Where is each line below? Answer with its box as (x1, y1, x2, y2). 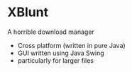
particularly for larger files (17, 56, 94, 64)
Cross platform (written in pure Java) (17, 41, 126, 49)
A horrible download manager (7, 28, 94, 36)
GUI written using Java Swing (17, 49, 104, 57)
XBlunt (7, 4, 48, 20)
